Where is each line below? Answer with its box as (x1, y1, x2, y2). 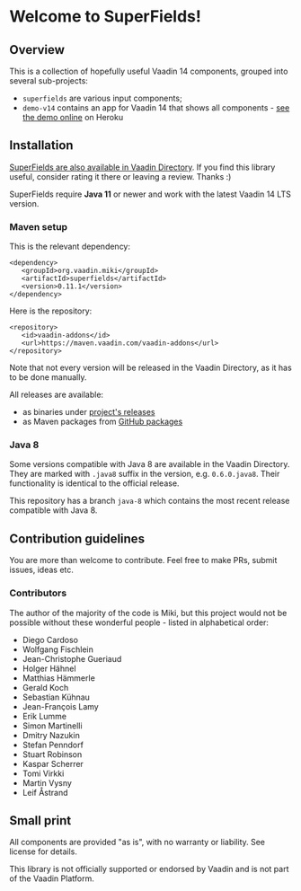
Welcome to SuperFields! (9, 6, 202, 27)
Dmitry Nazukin (22, 729, 81, 740)
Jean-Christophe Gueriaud (22, 653, 122, 664)
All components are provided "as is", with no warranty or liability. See (9, 837, 266, 848)
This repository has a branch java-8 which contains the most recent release (9, 496, 290, 507)
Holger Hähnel (22, 663, 76, 674)
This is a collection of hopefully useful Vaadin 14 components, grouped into (9, 66, 288, 76)
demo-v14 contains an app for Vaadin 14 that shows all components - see (22, 102, 290, 113)
